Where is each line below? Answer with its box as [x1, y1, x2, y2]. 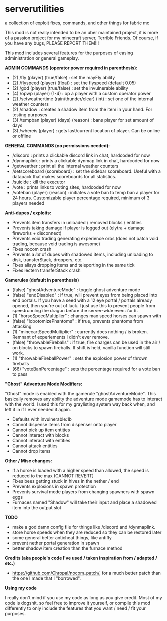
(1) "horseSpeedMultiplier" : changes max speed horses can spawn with [12, 313, 161, 319]
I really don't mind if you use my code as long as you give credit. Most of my [5, 594, 162, 600]
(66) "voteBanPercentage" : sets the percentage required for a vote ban [12, 366, 161, 372]
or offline [12, 133, 31, 139]
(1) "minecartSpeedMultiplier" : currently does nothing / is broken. [12, 328, 148, 335]
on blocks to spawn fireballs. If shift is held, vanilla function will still [12, 344, 151, 350]
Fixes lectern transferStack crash [12, 267, 81, 273]
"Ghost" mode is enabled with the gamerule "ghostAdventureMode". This [5, 390, 156, 396]
